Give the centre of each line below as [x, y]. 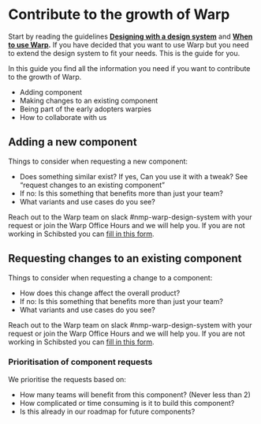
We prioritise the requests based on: [67, 379]
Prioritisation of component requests [80, 362]
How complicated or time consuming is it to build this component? [127, 403]
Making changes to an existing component [89, 100]
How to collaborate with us [63, 117]
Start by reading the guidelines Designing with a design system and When [130, 36]
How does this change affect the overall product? [100, 293]
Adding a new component [73, 143]
